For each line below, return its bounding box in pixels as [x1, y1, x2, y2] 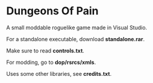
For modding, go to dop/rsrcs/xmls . [6, 59, 96, 66]
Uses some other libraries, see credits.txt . [6, 70, 112, 77]
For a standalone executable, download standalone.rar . [6, 35, 145, 42]
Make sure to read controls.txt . [6, 47, 84, 54]
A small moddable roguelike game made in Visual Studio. [6, 24, 148, 31]
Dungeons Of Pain [6, 4, 99, 18]
